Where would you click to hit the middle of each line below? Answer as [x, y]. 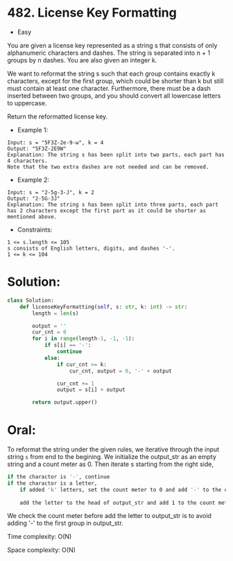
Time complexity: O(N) [40, 537]
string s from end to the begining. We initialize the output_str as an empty [112, 457]
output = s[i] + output [91, 390]
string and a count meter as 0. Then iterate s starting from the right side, [110, 464]
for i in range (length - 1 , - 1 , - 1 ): [84, 339]
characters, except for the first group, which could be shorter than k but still [115, 80]
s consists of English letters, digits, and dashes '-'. [91, 248]
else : [52, 358]
